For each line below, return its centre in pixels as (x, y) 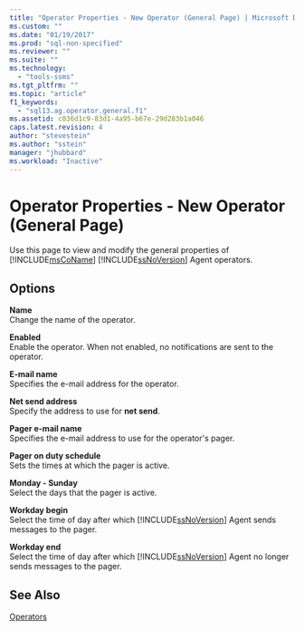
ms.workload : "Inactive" (56, 161)
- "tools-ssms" (46, 77)
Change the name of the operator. (72, 320)
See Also (35, 595)
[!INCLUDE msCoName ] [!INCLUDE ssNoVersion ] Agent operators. (131, 260)
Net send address (43, 402)
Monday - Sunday (44, 483)
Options (33, 288)
